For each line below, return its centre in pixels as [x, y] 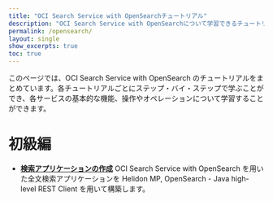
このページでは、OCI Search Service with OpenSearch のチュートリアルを [133, 78]
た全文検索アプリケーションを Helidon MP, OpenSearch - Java [125, 178]
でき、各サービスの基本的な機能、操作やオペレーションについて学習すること [136, 98]
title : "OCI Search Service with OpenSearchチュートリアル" [108, 16]
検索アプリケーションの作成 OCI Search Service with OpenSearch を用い [142, 168]
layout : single [34, 39]
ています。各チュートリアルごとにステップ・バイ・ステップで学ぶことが [143, 88]
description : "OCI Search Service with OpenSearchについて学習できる [123, 24]
